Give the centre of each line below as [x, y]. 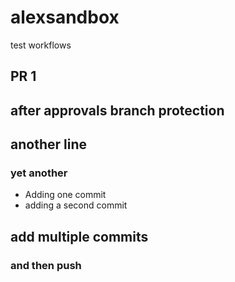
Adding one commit [65, 195]
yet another [39, 173]
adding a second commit [76, 205]
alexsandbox [65, 17]
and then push [46, 265]
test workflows [41, 45]
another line [48, 144]
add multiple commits [79, 236]
